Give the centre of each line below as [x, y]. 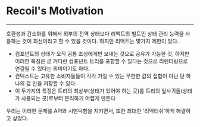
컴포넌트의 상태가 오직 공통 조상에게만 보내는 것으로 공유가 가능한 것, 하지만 [102, 53]
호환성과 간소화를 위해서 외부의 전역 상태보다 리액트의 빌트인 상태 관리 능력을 [95, 33]
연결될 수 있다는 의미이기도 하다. [52, 68]
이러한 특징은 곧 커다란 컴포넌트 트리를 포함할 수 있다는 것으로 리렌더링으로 [101, 61]
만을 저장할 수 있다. [55, 83]
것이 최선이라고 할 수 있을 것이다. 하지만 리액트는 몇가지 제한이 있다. [100, 41]
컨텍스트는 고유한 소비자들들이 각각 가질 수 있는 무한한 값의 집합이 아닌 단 [100, 76]
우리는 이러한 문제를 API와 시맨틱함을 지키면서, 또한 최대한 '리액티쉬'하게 [90, 110]
